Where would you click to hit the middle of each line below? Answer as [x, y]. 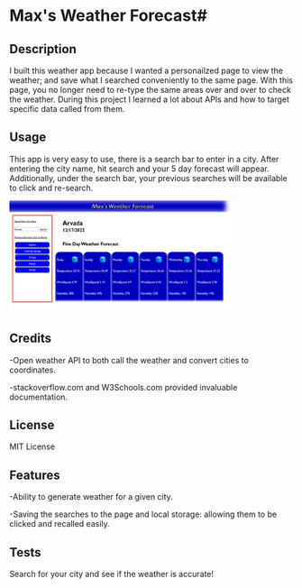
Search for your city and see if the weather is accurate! [112, 574]
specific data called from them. [67, 109]
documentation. [39, 397]
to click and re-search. [51, 188]
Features [35, 475]
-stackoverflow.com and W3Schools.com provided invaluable [124, 387]
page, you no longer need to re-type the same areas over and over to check [150, 90]
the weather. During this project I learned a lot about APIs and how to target [150, 99]
